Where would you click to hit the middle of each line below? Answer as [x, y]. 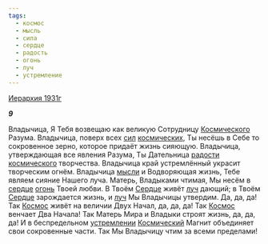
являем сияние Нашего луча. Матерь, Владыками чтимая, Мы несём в [130, 180]
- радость [32, 53]
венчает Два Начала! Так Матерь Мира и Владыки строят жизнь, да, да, [132, 214]
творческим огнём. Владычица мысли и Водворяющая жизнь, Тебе [124, 171]
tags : [17, 16]
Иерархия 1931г [35, 98]
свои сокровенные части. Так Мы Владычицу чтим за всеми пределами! [133, 231]
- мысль [28, 30]
